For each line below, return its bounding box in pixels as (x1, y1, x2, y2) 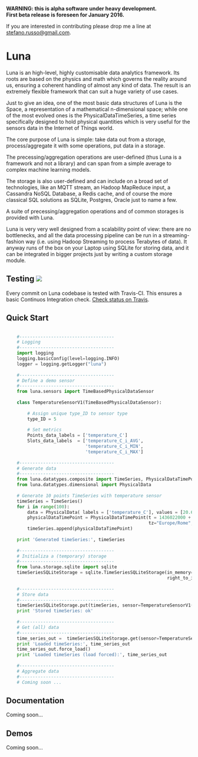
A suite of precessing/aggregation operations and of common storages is (6, 208, 184, 215)
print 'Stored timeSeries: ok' (16, 608, 94, 614)
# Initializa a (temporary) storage (16, 553, 107, 559)
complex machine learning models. (6, 166, 91, 173)
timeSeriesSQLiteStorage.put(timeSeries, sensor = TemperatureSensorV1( (16, 602, 194, 608)
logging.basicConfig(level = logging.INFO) (16, 356, 120, 362)
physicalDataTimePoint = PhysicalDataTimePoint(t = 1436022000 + (27, 515, 192, 521)
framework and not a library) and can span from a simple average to (6, 159, 172, 167)
